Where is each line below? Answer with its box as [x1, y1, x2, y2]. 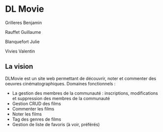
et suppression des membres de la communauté [12, 95, 110, 101]
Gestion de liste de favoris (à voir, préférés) [12, 121, 100, 127]
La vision [5, 62, 33, 71]
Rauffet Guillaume [5, 29, 41, 35]
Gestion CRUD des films [12, 101, 61, 106]
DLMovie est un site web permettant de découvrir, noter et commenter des [5, 75, 156, 81]
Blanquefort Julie [5, 38, 40, 45]
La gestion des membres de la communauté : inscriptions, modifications [12, 90, 158, 96]
